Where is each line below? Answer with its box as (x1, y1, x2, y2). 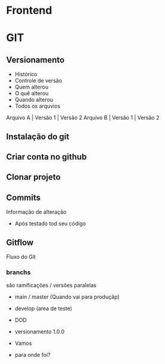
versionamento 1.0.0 (14, 328, 64, 335)
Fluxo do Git (6, 253, 36, 260)
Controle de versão (14, 77, 63, 84)
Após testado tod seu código (14, 220, 86, 227)
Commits (6, 192, 41, 202)
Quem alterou (14, 83, 49, 90)
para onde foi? (14, 351, 51, 359)
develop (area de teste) (14, 305, 73, 312)
